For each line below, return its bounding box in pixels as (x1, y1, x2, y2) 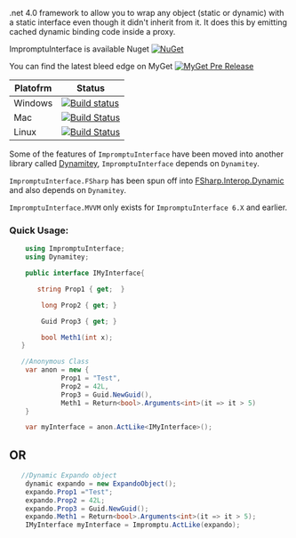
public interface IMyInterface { (25, 269, 145, 278)
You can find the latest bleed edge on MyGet (9, 61, 173, 71)
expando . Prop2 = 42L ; (25, 495, 105, 505)
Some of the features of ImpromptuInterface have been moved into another (9, 149, 284, 159)
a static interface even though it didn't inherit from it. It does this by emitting (9, 17, 287, 28)
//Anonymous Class (20, 357, 90, 366)
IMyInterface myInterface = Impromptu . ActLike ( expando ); (25, 520, 241, 530)
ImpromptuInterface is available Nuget (9, 44, 149, 54)
